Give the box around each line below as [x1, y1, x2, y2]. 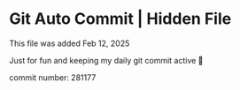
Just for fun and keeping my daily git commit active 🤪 [9, 55, 204, 65]
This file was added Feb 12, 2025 [9, 38, 130, 49]
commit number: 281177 [9, 71, 97, 83]
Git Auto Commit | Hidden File [9, 9, 232, 29]
